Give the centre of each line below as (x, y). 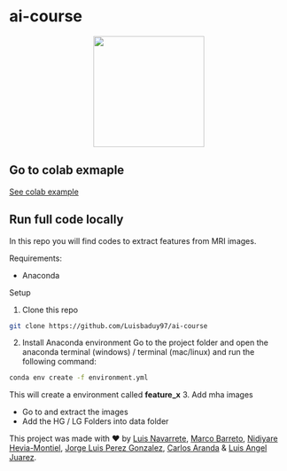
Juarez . (23, 458)
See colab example (44, 192)
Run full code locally (66, 220)
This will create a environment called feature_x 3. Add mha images (132, 395)
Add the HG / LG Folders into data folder (95, 421)
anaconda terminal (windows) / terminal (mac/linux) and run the (138, 352)
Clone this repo (50, 310)
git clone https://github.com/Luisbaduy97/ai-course (109, 326)
